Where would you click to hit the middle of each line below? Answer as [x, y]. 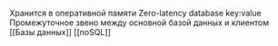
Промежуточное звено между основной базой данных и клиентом [139, 23]
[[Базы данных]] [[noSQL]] [60, 32]
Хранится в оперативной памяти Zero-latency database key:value [135, 13]
